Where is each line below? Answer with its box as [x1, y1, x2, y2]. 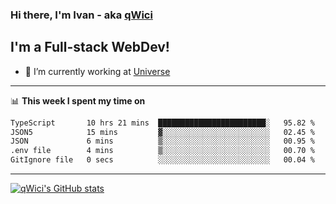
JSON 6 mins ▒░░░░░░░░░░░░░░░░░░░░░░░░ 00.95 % [10, 136, 315, 147]
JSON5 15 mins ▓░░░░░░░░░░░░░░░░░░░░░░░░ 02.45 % [10, 127, 315, 137]
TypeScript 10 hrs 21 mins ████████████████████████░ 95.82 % [10, 118, 315, 128]
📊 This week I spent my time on [10, 94, 146, 107]
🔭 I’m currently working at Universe [24, 65, 171, 77]
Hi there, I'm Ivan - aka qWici [10, 8, 153, 22]
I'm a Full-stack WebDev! [10, 39, 170, 56]
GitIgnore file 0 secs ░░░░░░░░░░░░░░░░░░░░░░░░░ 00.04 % [10, 155, 315, 165]
